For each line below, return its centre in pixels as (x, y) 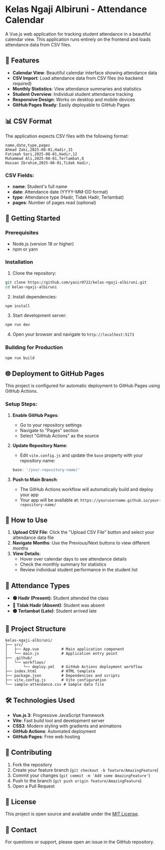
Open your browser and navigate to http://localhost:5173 (73, 334)
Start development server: (39, 316)
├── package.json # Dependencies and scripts (63, 676)
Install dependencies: (35, 296)
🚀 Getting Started (33, 219)
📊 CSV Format (29, 121)
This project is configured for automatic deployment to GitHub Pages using (83, 386)
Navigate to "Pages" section (49, 430)
